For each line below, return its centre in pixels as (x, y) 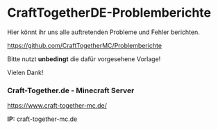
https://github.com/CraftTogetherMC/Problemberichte (84, 45)
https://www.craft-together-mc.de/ (57, 106)
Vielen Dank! (25, 72)
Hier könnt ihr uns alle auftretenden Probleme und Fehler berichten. (103, 32)
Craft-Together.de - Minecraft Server (71, 90)
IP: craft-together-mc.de (42, 119)
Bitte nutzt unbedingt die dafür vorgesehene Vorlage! (84, 59)
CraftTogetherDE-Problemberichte (109, 13)
